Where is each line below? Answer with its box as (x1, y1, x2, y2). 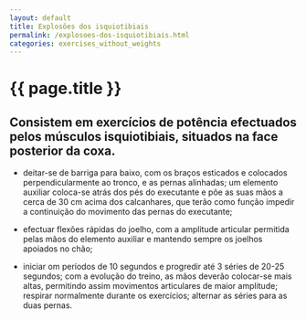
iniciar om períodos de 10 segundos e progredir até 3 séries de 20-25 (22, 261, 285, 272)
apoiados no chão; (22, 243, 93, 254)
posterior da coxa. (9, 143, 116, 158)
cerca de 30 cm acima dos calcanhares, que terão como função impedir (22, 197, 295, 208)
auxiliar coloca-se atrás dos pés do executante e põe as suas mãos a (22, 187, 283, 197)
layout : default (9, 13, 71, 23)
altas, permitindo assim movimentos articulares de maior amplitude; (22, 281, 279, 292)
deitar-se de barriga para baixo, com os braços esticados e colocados (22, 167, 288, 178)
